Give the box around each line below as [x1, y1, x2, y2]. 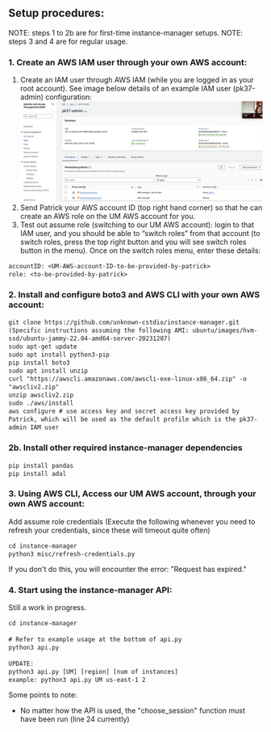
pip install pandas [8, 461, 74, 469]
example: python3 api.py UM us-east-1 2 [8, 676, 147, 684]
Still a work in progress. [8, 603, 87, 612]
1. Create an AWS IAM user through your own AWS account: [8, 57, 248, 68]
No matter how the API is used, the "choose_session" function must [19, 706, 246, 716]
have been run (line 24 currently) [19, 714, 131, 724]
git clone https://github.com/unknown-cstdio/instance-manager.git [8, 318, 240, 326]
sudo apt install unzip [8, 367, 89, 375]
